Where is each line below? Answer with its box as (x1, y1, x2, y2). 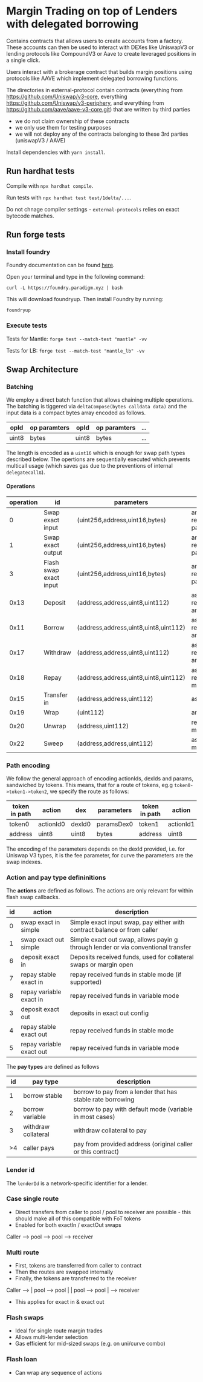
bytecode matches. (6, 212, 54, 219)
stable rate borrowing (73, 1095, 135, 1104)
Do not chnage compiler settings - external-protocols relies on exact (6, 205, 179, 213)
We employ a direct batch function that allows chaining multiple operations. (6, 396, 194, 404)
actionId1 (167, 820, 195, 828)
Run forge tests (6, 230, 65, 240)
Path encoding (6, 761, 50, 769)
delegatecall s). (6, 468, 45, 476)
